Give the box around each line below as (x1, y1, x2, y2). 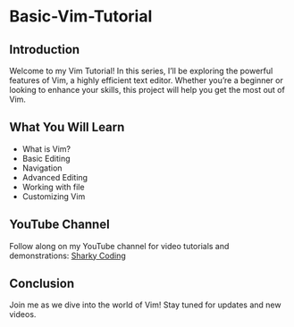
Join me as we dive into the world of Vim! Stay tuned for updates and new (9, 299, 281, 310)
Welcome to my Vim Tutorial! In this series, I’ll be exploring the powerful (9, 65, 273, 76)
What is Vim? (21, 143, 71, 154)
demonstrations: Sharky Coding (9, 250, 127, 261)
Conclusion (9, 276, 75, 291)
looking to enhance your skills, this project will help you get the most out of (9, 85, 286, 95)
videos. (9, 309, 37, 320)
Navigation (21, 163, 63, 173)
